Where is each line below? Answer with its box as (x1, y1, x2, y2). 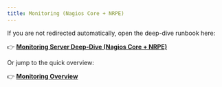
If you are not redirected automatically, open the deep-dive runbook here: (7, 29, 216, 37)
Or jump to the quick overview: (7, 58, 94, 66)
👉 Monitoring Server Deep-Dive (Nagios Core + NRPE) (7, 42, 167, 51)
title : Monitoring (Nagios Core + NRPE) (7, 10, 125, 17)
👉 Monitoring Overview (7, 72, 78, 80)
